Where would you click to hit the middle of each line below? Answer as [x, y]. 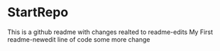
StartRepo [38, 12]
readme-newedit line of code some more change [79, 39]
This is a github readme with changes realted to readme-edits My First [110, 32]
